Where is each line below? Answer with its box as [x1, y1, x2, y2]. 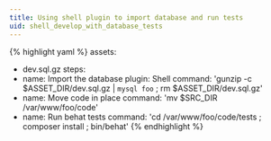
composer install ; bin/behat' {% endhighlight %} [22, 120, 204, 131]
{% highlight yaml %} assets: [9, 46, 117, 57]
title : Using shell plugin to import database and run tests [9, 13, 244, 22]
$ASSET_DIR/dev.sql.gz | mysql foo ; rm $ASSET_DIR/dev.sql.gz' [22, 83, 263, 93]
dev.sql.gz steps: [22, 64, 86, 75]
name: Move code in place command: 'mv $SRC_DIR [22, 92, 218, 103]
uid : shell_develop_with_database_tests [9, 22, 164, 31]
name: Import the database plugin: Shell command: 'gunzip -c [22, 73, 252, 84]
